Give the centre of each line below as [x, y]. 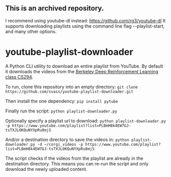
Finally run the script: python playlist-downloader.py [61, 111]
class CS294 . [19, 77]
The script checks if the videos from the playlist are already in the [74, 158]
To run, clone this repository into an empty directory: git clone [71, 86]
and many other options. [31, 31]
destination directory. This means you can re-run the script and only [77, 164]
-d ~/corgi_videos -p [60, 144]
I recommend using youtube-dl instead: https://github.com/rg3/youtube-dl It [86, 20]
